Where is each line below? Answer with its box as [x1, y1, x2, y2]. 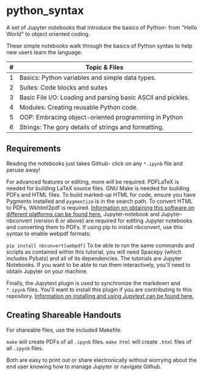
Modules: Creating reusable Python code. [19, 103, 138, 112]
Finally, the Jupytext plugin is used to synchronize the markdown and [6, 279, 180, 286]
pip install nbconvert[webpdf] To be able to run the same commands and [6, 241, 195, 249]
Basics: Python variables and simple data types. [19, 73, 157, 82]
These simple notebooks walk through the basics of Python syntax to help [6, 42, 193, 49]
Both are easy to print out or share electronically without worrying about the [6, 356, 197, 363]
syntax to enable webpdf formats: [6, 230, 91, 237]
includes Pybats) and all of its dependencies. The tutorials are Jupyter [6, 254, 183, 262]
